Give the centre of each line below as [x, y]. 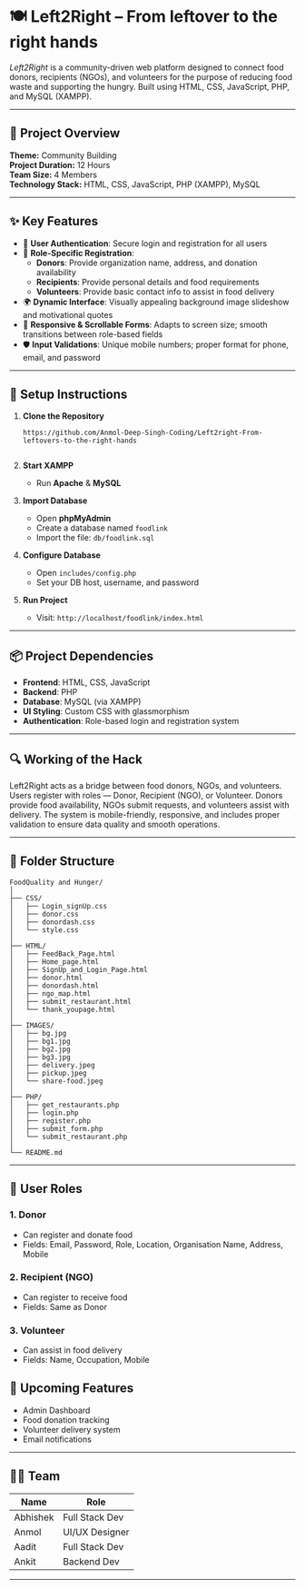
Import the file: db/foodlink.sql [95, 538]
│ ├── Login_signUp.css [58, 906]
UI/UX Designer [96, 1532]
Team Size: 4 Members [54, 174]
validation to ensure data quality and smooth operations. [115, 824]
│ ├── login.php [44, 1113]
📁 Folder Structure [62, 862]
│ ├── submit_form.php [56, 1128]
